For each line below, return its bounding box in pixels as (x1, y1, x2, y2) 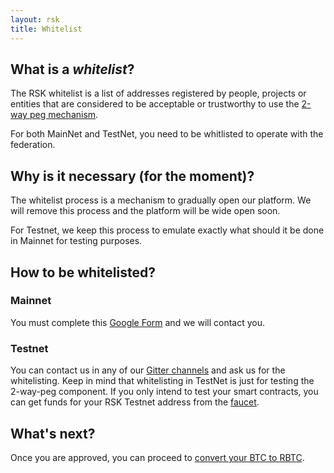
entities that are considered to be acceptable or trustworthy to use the (10, 98, 300, 110)
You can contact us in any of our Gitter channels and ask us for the (10, 364, 286, 376)
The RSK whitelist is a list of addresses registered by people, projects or (10, 87, 307, 100)
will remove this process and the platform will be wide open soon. (10, 205, 281, 217)
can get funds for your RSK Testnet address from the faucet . (10, 396, 260, 408)
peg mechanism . (29, 109, 99, 121)
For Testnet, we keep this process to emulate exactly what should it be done (10, 224, 325, 236)
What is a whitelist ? (10, 61, 135, 78)
